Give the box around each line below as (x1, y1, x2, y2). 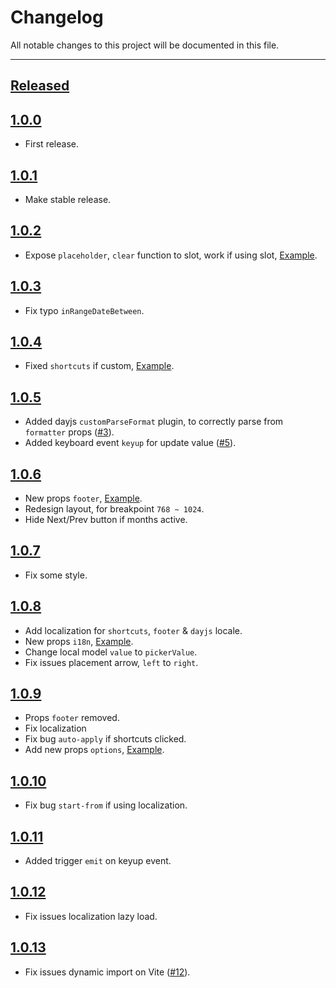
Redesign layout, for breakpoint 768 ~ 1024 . (24, 503, 205, 515)
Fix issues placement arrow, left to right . (24, 656, 199, 668)
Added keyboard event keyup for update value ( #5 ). (24, 437, 237, 449)
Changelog (10, 6, 104, 29)
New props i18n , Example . (24, 635, 134, 647)
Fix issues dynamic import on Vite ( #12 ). (24, 966, 191, 978)
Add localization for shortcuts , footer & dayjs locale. (24, 624, 243, 636)
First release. (24, 138, 79, 150)
